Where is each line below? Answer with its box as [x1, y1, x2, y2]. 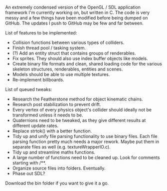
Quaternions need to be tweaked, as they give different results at [12, 117, 146, 123]
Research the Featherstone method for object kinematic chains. [12, 96, 143, 102]
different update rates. [12, 122, 59, 128]
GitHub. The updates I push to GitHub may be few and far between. [5, 20, 144, 26]
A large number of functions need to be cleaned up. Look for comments [12, 154, 161, 160]
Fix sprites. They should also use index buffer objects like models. [12, 55, 148, 61]
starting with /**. [12, 160, 46, 165]
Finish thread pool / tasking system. [12, 45, 86, 50]
